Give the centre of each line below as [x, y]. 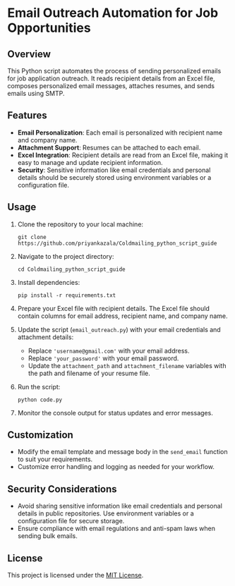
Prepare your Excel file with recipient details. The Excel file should [113, 308]
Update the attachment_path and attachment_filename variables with [127, 365]
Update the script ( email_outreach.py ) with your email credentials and [119, 329]
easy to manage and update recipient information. [90, 162]
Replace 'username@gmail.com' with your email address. [109, 350]
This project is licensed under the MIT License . [76, 575]
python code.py [40, 400]
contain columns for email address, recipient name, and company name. [122, 316]
